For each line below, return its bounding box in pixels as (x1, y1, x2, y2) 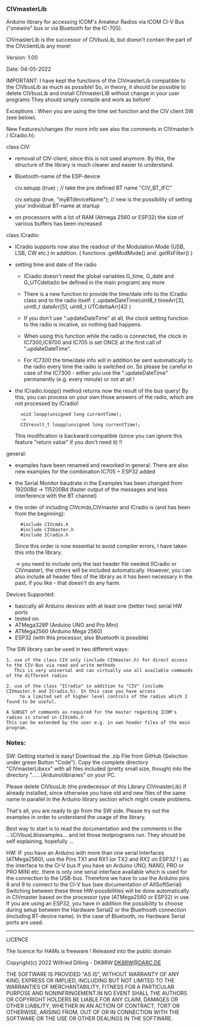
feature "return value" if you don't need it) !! (14, 438, 123, 446)
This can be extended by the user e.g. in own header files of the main (6, 720, 190, 726)
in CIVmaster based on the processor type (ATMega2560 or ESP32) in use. (6, 893, 190, 901)
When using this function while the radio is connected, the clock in (23, 332, 187, 340)
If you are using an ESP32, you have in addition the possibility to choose (6, 900, 183, 907)
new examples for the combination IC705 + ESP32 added (14, 468, 156, 475)
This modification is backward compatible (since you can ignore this (14, 432, 183, 440)
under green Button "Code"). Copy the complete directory (6, 758, 149, 765)
